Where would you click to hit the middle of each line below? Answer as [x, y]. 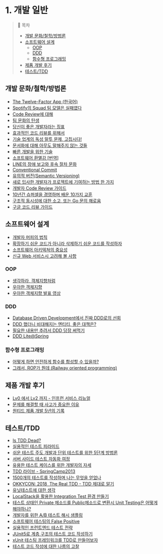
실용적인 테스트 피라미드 [36, 446]
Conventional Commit [35, 169]
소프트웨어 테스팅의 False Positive [46, 521]
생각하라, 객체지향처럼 [34, 280]
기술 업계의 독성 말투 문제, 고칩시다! [47, 139]
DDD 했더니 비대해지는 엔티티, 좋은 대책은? [54, 324]
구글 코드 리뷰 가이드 [32, 207]
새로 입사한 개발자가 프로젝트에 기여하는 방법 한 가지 [63, 182]
